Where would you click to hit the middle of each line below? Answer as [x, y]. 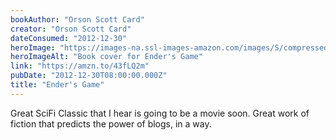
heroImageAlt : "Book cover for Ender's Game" [106, 57]
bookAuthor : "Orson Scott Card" [77, 19]
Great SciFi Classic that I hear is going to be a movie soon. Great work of [160, 113]
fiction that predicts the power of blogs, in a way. [111, 123]
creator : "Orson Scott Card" [71, 29]
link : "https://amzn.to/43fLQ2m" [80, 66]
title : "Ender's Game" [57, 85]
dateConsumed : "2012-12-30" [69, 38]
